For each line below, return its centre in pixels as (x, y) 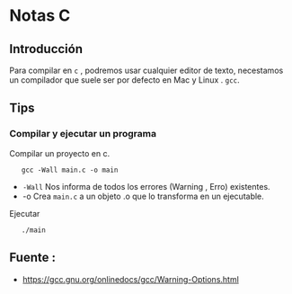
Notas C (40, 16)
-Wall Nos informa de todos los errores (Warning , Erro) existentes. (146, 186)
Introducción (46, 49)
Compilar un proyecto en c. (60, 153)
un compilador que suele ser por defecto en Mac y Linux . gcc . (124, 80)
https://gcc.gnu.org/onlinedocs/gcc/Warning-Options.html (131, 279)
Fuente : (33, 258)
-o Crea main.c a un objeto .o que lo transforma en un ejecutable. (143, 196)
